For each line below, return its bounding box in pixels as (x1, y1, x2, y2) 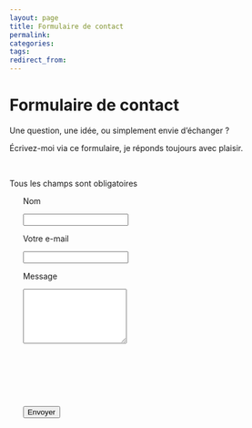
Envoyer (26, 407, 56, 417)
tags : (9, 47, 30, 56)
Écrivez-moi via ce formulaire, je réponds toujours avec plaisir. (9, 142, 244, 153)
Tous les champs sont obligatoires (9, 178, 138, 189)
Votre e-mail (22, 233, 70, 244)
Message (22, 270, 57, 281)
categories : (9, 38, 55, 48)
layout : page (9, 13, 59, 23)
